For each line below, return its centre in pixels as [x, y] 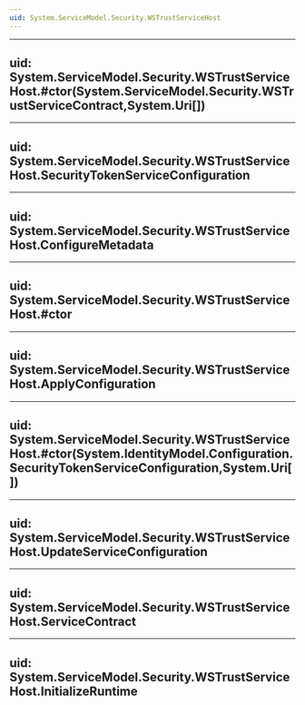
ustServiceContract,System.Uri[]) [108, 106]
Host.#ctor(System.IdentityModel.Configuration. [151, 454]
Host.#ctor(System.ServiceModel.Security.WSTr [152, 92]
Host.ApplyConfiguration [83, 384]
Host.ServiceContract [73, 621]
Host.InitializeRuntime [74, 691]
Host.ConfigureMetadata [82, 245]
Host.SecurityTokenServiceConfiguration [130, 175]
